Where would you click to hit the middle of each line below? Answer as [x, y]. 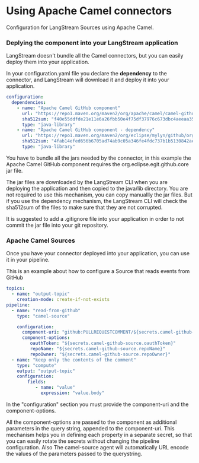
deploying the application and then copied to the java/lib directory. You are [97, 188]
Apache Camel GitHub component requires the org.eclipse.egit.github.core [98, 164]
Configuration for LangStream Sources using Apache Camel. [80, 27]
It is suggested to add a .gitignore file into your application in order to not [95, 218]
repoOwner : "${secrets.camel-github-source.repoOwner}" [100, 354]
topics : [16, 288]
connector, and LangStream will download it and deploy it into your [88, 80]
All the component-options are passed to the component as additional [92, 422]
